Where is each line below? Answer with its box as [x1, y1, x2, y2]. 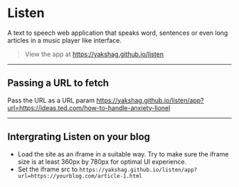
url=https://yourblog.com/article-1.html [17, 172, 142, 179]
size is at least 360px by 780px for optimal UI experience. [17, 157, 187, 166]
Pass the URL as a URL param [7, 96, 95, 105]
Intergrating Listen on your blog [7, 131, 151, 143]
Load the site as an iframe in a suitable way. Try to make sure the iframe [17, 149, 229, 158]
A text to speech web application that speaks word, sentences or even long [7, 28, 228, 37]
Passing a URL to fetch [7, 77, 109, 90]
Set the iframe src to [17, 165, 78, 173]
